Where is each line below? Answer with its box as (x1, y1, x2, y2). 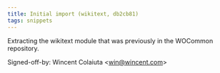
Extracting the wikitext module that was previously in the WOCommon (7, 36, 214, 45)
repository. (7, 44, 39, 52)
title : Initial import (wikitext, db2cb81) (7, 10, 139, 18)
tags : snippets (7, 17, 53, 24)
